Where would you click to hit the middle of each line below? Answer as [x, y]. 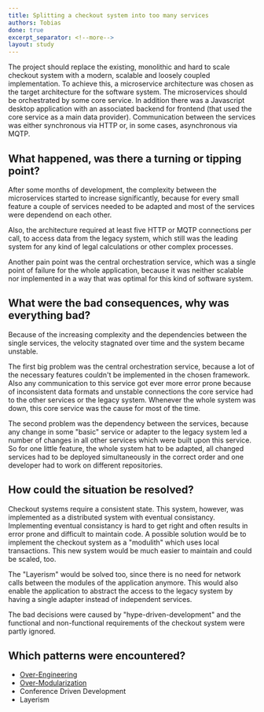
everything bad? [49, 316]
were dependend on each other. [60, 215]
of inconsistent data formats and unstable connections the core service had [131, 391]
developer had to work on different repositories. [86, 465]
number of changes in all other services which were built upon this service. [130, 440]
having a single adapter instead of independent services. [100, 599]
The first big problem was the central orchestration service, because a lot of [132, 366]
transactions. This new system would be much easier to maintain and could [130, 550]
